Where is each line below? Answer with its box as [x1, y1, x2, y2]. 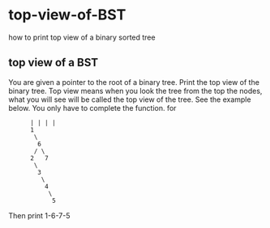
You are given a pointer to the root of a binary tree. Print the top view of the [8, 77, 259, 87]
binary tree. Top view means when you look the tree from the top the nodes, [8, 86, 263, 95]
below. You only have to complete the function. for [8, 103, 177, 112]
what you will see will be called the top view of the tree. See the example [8, 95, 251, 104]
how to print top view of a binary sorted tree [8, 32, 156, 42]
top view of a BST [8, 56, 99, 70]
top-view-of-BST [8, 6, 126, 24]
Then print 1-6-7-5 [8, 210, 71, 220]
